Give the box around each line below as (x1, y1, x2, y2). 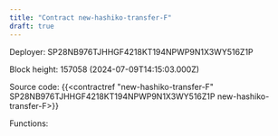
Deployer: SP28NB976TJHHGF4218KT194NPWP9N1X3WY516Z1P (9, 46, 254, 57)
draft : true (9, 22, 54, 31)
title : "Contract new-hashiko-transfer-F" (9, 13, 172, 23)
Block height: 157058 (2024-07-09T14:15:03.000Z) (9, 64, 200, 75)
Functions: (9, 118, 49, 129)
